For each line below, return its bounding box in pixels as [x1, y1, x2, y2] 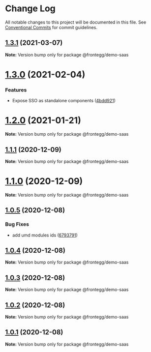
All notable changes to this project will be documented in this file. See [5, 19, 147, 25]
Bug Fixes [5, 221, 30, 228]
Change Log [5, 3, 56, 14]
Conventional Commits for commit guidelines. [5, 24, 97, 30]
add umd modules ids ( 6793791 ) [12, 232, 78, 238]
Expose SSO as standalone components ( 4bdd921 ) [12, 98, 116, 104]
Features [5, 87, 27, 93]
